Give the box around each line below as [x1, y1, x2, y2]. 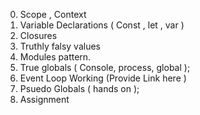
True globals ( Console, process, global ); [19, 62, 191, 73]
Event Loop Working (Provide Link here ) [19, 72, 187, 84]
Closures [19, 30, 58, 41]
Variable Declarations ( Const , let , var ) [19, 19, 185, 31]
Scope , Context [19, 9, 87, 20]
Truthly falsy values [19, 40, 102, 52]
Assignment [19, 94, 70, 105]
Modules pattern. [19, 51, 92, 63]
